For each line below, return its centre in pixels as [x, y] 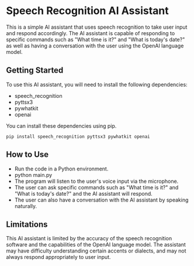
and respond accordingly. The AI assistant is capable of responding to [91, 33]
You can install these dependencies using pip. [61, 126]
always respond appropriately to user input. [58, 257]
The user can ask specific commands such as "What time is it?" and [96, 187]
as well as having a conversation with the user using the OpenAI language [95, 46]
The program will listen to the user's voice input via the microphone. [96, 181]
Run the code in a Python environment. [61, 169]
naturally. [26, 206]
